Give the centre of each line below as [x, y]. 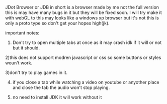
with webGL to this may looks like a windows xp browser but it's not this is [82, 18]
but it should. [26, 48]
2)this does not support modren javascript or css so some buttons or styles [83, 57]
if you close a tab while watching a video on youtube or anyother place [86, 82]
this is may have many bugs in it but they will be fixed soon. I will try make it [83, 12]
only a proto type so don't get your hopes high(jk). [57, 23]
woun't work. [19, 63]
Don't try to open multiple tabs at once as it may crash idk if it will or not [87, 42]
